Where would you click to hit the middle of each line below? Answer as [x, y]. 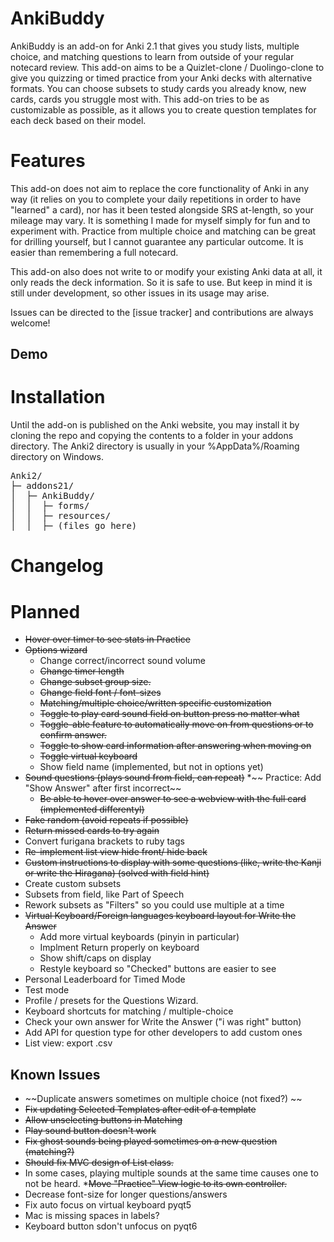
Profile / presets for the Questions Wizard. [111, 1001]
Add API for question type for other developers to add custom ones [163, 1033]
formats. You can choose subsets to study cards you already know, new [158, 88]
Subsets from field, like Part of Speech [104, 894]
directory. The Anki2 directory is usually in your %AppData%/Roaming [155, 446]
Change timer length [82, 671]
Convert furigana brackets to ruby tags [104, 841]
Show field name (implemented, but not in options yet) [151, 767]
